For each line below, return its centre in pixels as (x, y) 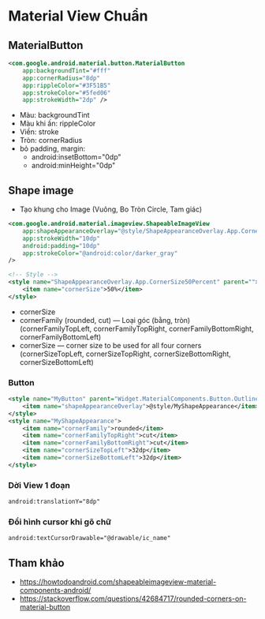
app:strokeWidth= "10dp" (62, 238)
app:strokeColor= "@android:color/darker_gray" (100, 253)
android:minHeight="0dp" (73, 166)
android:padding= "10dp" (62, 246)
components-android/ (55, 591)
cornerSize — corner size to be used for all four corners (110, 345)
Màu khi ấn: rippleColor (58, 124)
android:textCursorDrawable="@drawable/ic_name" (90, 538)
